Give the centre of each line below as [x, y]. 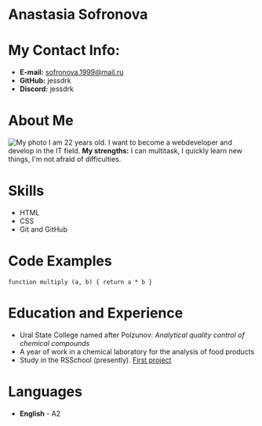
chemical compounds [55, 343]
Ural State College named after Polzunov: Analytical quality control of [132, 335]
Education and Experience [96, 313]
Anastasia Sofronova [78, 15]
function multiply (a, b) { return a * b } [80, 282]
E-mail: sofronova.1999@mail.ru [71, 72]
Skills [26, 191]
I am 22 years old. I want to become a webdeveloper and [140, 142]
